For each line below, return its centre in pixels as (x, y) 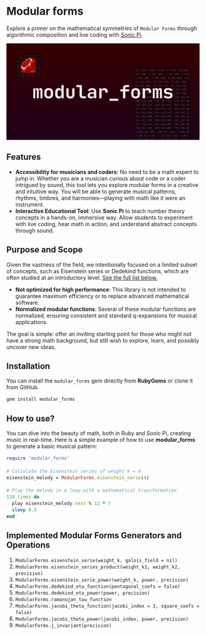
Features (24, 157)
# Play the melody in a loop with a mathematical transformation (91, 491)
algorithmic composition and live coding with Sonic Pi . (74, 34)
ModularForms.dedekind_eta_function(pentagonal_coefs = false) (98, 587)
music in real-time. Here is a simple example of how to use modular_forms (101, 440)
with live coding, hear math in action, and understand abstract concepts (106, 224)
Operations (28, 545)
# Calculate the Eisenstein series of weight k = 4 (74, 471)
